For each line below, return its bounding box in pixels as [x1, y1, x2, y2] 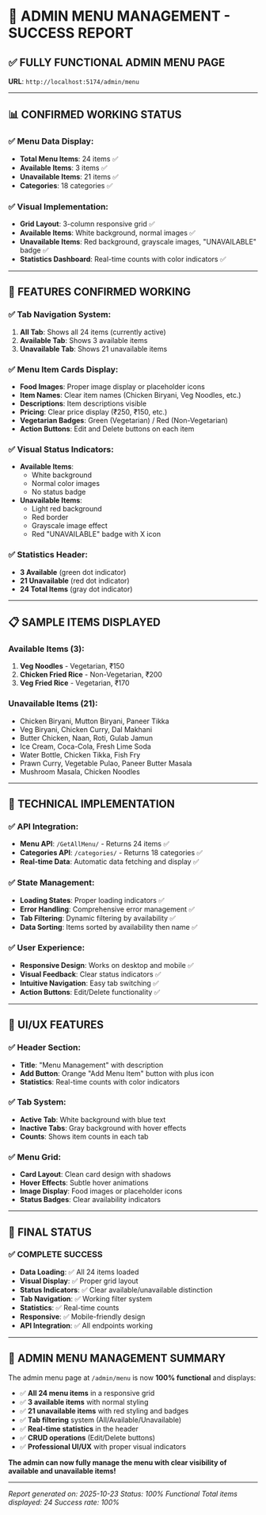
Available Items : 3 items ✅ [19, 163, 108, 172]
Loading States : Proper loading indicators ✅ [19, 895, 165, 904]
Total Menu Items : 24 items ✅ [19, 154, 119, 164]
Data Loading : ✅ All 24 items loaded [19, 1266, 139, 1277]
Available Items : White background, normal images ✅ [19, 228, 196, 237]
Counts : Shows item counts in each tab [19, 1131, 149, 1141]
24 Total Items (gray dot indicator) [19, 584, 133, 594]
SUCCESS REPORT [8, 24, 134, 42]
